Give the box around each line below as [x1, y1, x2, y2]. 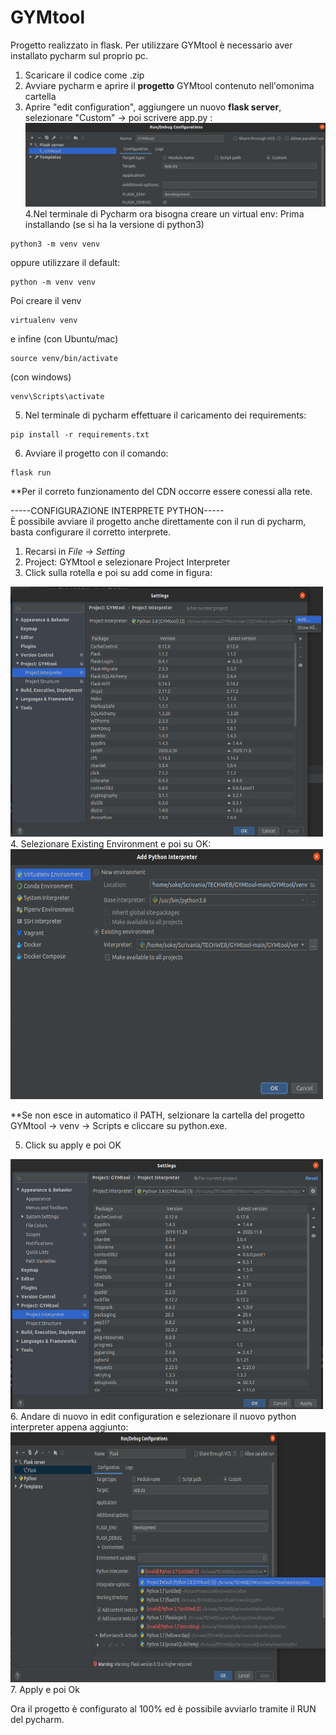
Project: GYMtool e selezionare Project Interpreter [24, 556, 231, 568]
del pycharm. [10, 1713, 65, 1725]
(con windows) [10, 371, 72, 383]
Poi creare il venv [10, 294, 82, 306]
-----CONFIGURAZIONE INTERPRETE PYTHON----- [10, 504, 225, 516]
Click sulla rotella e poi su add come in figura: [24, 566, 213, 578]
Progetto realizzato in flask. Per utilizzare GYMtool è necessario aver [10, 39, 293, 51]
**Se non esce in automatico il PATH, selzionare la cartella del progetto [10, 1109, 306, 1121]
